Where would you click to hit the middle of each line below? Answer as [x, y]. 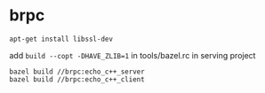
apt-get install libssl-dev [61, 39]
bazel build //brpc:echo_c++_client [77, 79]
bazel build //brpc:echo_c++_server [77, 72]
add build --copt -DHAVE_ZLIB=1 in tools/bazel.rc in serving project [132, 55]
